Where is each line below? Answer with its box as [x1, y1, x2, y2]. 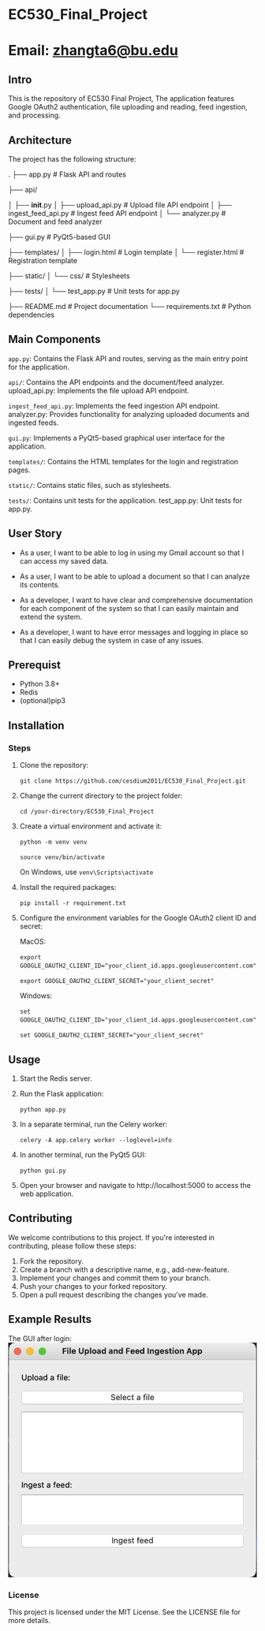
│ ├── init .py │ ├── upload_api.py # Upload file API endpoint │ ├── [8, 200, 232, 210]
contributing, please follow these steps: [8, 1241, 136, 1250]
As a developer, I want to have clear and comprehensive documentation [19, 595, 253, 605]
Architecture [8, 133, 73, 147]
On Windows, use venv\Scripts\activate [19, 867, 154, 877]
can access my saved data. [19, 556, 109, 565]
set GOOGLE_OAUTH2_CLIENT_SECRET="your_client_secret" [19, 1031, 204, 1040]
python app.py [19, 1105, 66, 1113]
